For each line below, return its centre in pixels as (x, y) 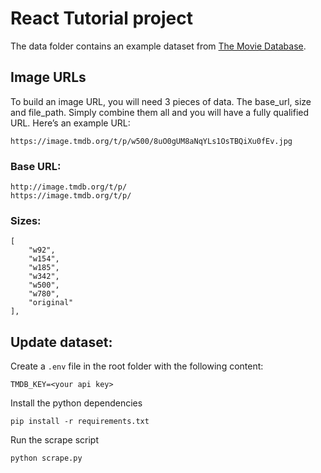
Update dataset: (61, 342)
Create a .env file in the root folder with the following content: (137, 366)
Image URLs (48, 77)
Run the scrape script (54, 440)
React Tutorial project (101, 18)
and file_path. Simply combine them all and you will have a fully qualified (160, 112)
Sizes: (26, 220)
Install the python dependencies (76, 403)
